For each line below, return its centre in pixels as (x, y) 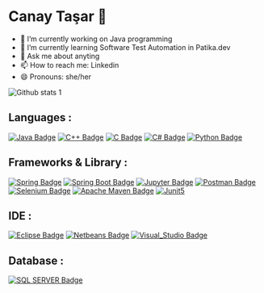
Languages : (40, 117)
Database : (36, 260)
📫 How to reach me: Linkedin (69, 65)
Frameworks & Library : (68, 163)
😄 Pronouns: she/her (55, 77)
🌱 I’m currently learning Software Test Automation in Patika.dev (125, 47)
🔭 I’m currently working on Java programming (96, 39)
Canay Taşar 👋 (58, 17)
